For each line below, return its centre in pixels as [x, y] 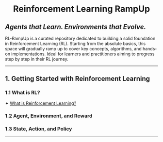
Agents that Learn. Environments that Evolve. [76, 27]
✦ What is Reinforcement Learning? [41, 103]
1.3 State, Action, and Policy [39, 128]
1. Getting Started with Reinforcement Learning [78, 79]
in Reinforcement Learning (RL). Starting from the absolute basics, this [75, 44]
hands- [150, 49]
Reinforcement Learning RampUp [81, 9]
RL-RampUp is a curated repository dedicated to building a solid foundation [80, 38]
